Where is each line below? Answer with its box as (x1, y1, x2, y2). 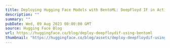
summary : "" (5, 16, 30, 21)
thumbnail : (5, 35, 28, 40)
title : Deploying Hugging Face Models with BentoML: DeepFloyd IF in (5, 7, 155, 12)
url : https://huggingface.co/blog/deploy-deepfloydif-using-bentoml (5, 30, 153, 35)
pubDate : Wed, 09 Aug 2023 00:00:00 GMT (5, 21, 92, 26)
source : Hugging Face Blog (5, 26, 62, 31)
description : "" (5, 12, 39, 17)
